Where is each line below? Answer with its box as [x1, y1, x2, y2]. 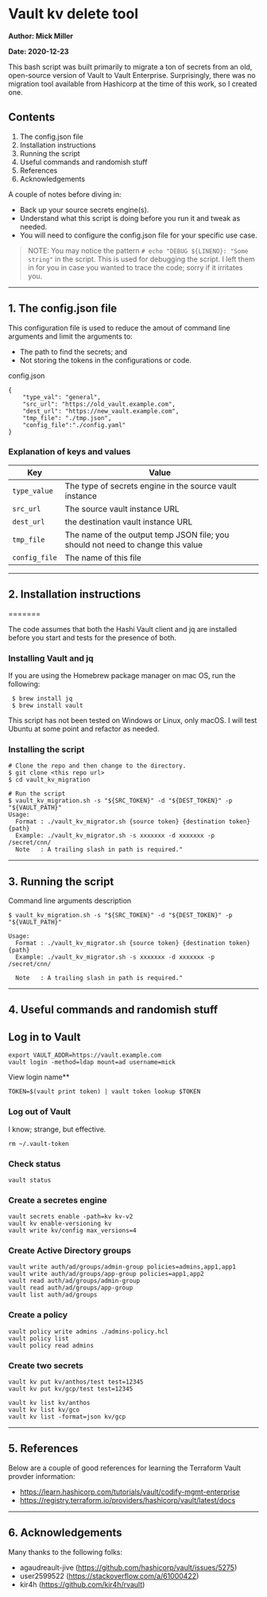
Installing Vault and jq [8, 653, 94, 664]
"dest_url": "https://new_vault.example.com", [22, 407, 180, 415]
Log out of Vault [8, 1106, 72, 1117]
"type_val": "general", [22, 393, 102, 401]
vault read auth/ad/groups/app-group [8, 1284, 133, 1292]
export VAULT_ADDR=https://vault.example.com [8, 1051, 161, 1060]
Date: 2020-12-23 [8, 46, 69, 56]
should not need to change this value [64, 539, 203, 550]
